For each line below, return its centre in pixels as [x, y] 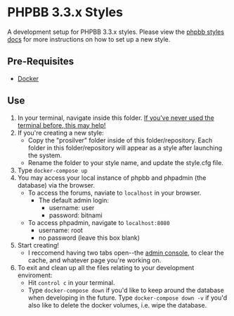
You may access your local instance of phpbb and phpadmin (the [112, 178]
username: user [72, 207]
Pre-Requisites [41, 62]
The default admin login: [74, 200]
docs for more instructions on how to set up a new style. [89, 39]
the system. [45, 155]
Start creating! [38, 245]
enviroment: [35, 275]
